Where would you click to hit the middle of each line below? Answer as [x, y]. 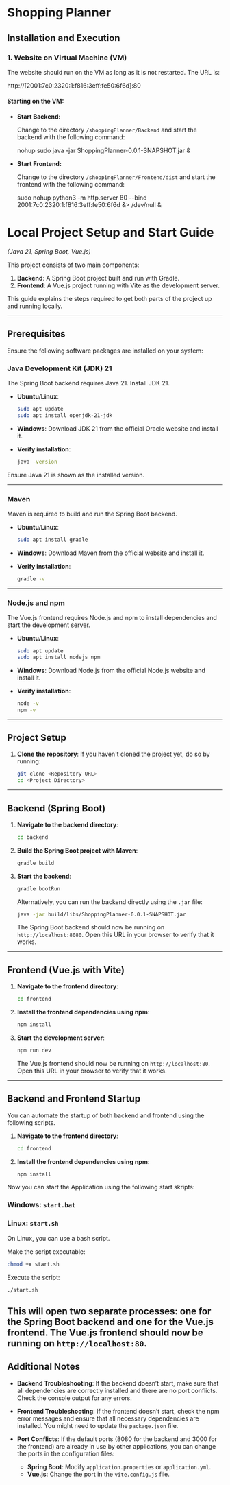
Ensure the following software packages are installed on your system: [105, 351]
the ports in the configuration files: [66, 1453]
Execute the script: [34, 1277]
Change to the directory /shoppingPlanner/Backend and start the [107, 130]
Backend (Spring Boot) [56, 808]
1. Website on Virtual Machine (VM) [67, 58]
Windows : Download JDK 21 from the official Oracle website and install [118, 428]
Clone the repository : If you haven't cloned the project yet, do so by [113, 754]
